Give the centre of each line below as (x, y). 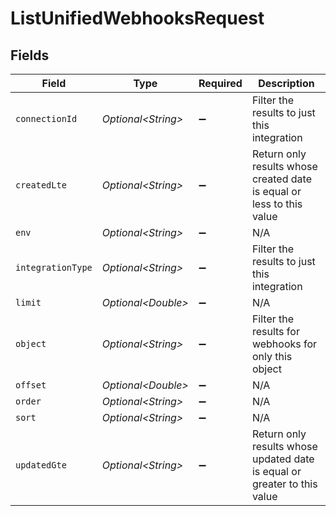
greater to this (284, 484)
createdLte (41, 185)
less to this (277, 204)
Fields (30, 55)
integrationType (54, 267)
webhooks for (284, 344)
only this (272, 356)
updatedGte (41, 465)
